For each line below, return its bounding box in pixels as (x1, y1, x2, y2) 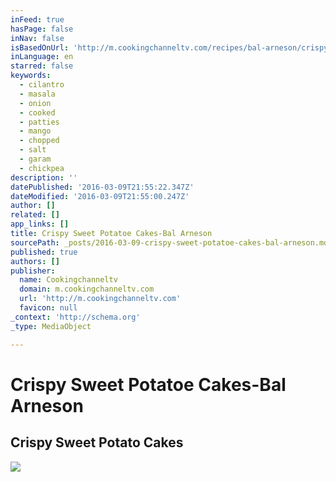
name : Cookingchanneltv (19, 275, 118, 285)
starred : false (10, 61, 74, 71)
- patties (19, 117, 60, 127)
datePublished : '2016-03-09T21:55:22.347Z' (10, 182, 195, 192)
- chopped (19, 136, 60, 146)
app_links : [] (10, 219, 70, 230)
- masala (19, 89, 56, 99)
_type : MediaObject (10, 321, 92, 331)
